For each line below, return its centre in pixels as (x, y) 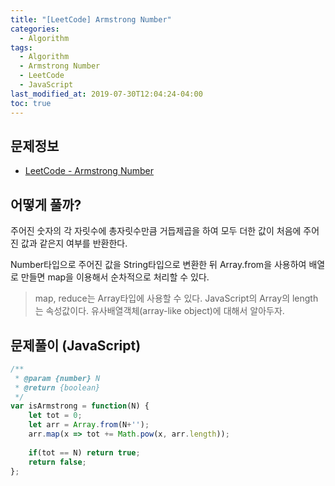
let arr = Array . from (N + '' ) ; (89, 425)
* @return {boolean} (57, 387)
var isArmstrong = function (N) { (80, 406)
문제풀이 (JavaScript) (76, 345)
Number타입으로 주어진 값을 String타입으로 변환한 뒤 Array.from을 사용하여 (158, 265)
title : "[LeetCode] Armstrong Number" (91, 19)
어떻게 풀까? (46, 204)
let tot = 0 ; (55, 416)
